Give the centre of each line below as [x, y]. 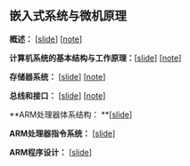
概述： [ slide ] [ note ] [46, 39]
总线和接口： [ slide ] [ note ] [58, 95]
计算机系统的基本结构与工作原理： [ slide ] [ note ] [95, 58]
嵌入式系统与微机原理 [68, 16]
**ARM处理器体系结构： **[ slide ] [70, 115]
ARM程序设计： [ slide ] [50, 152]
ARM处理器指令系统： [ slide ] [62, 133]
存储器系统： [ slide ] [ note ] [58, 76]
